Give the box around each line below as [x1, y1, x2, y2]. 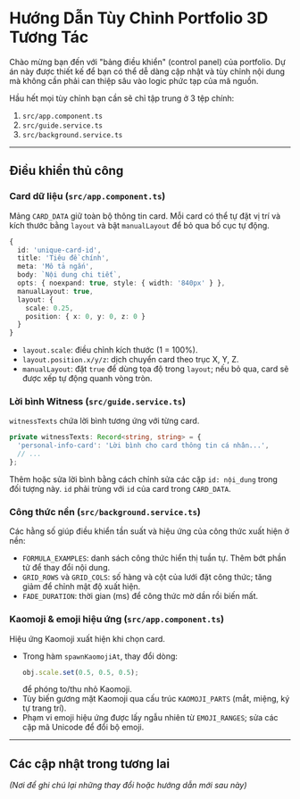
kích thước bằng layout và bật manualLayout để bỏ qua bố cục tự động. [9, 220, 270, 230]
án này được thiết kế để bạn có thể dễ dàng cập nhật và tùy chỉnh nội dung [9, 66, 286, 77]
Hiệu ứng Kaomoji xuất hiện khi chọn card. [9, 633, 165, 644]
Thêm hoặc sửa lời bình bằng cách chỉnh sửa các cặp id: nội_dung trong [9, 473, 279, 485]
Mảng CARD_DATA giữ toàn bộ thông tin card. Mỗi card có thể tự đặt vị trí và [9, 210, 281, 221]
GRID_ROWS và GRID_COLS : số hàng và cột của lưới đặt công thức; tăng [21, 571, 272, 583]
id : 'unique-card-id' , [17, 246, 102, 254]
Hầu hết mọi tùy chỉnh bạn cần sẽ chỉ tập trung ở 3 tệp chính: [9, 93, 235, 104]
